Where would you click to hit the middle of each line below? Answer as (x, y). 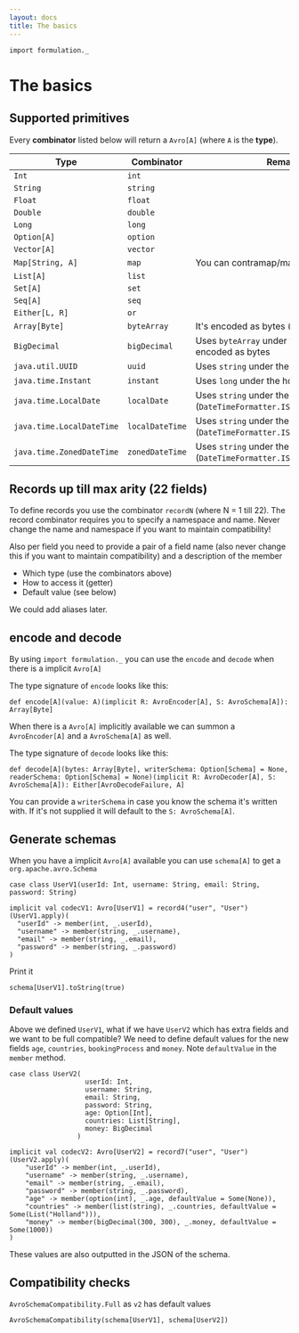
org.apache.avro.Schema (53, 869)
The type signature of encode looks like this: (89, 686)
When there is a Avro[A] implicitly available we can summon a (122, 726)
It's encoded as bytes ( (243, 326)
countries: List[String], (133, 1121)
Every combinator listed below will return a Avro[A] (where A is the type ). (144, 140)
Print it (21, 971)
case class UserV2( (45, 1075)
